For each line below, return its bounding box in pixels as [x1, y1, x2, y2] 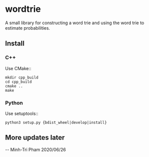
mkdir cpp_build [5, 75, 38, 80]
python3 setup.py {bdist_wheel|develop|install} [5, 120, 107, 125]
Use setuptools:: [5, 110, 38, 117]
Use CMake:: [5, 65, 32, 71]
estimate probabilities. [5, 25, 50, 31]
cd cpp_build [5, 79, 32, 84]
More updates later [5, 133, 65, 142]
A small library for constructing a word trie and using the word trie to [5, 20, 145, 26]
